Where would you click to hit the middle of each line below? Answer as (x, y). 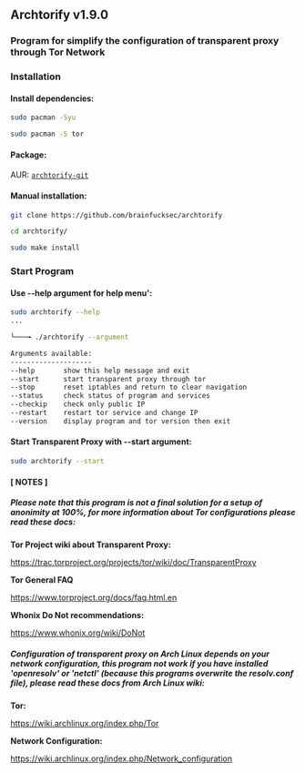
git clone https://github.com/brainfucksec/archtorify (117, 215)
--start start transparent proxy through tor (108, 379)
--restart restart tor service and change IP (104, 413)
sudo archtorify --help (56, 312)
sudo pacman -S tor (47, 134)
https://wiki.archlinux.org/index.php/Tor (85, 724)
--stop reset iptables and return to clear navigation (129, 387)
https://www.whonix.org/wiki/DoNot (78, 633)
